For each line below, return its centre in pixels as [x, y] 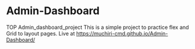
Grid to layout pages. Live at [41, 33]
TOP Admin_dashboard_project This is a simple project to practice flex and [97, 27]
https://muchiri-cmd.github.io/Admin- [122, 33]
